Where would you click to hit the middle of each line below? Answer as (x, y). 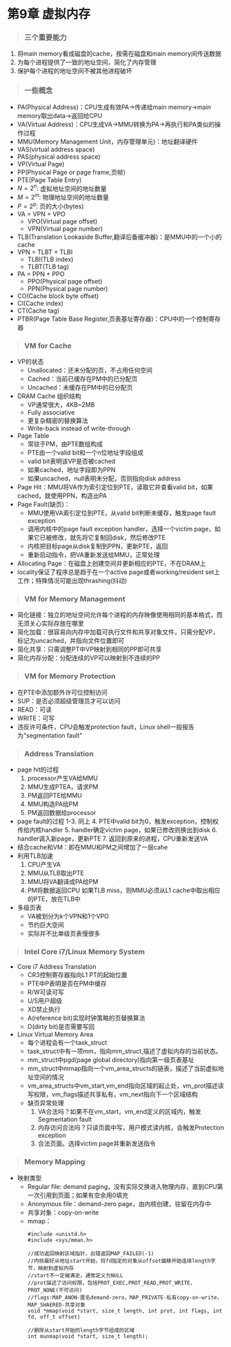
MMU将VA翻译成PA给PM (63, 881)
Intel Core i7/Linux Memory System (84, 952)
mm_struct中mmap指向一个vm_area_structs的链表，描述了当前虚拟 (123, 1069)
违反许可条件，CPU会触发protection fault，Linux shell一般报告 (106, 727)
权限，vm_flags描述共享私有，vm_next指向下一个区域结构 (116, 1094)
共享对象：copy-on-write (63, 1212)
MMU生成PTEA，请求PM (63, 787)
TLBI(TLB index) (50, 259)
